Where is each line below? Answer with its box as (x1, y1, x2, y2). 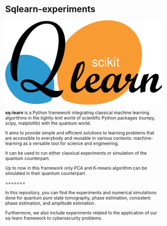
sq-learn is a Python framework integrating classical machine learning (5, 110, 150, 115)
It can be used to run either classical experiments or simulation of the (5, 150, 147, 156)
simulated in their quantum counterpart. (5, 170, 86, 176)
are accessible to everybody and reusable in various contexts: (5, 135, 133, 141)
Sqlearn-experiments (5, 3, 96, 15)
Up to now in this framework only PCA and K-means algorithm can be (5, 165, 148, 171)
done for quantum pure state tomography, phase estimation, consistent (5, 195, 151, 201)
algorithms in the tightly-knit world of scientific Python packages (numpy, (5, 115, 156, 121)
